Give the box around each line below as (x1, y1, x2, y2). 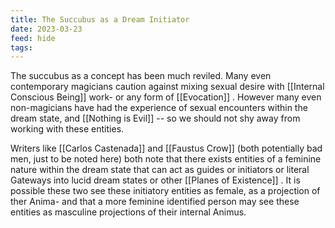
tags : (10, 42, 33, 53)
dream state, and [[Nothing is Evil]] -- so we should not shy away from (10, 112, 301, 125)
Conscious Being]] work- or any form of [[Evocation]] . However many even (10, 91, 322, 103)
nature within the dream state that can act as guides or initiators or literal (10, 164, 310, 176)
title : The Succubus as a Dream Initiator (10, 14, 190, 25)
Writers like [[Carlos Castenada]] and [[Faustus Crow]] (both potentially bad (10, 142, 323, 155)
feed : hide (10, 33, 56, 43)
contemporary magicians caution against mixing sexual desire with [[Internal (10, 81, 325, 93)
